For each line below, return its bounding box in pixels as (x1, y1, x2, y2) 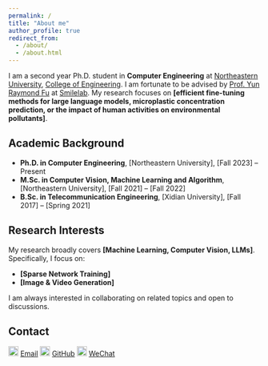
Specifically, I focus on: (8, 253, 86, 263)
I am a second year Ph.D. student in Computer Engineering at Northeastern (8, 71, 258, 80)
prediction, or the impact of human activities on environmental (8, 105, 221, 115)
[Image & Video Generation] (19, 277, 114, 287)
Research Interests (8, 223, 105, 237)
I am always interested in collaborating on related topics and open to (8, 293, 234, 303)
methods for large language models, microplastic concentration (8, 97, 226, 106)
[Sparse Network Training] (19, 269, 110, 279)
